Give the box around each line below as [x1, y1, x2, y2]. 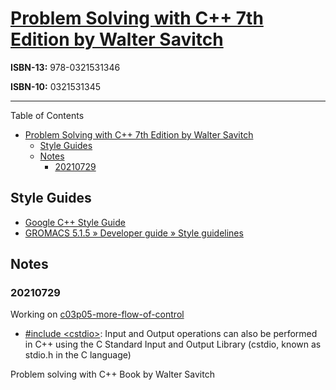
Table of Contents [10, 109, 85, 121]
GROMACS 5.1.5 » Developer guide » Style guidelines [24, 227, 244, 239]
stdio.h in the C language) [24, 349, 132, 361]
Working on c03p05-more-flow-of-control [10, 308, 185, 321]
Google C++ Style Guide [24, 216, 126, 228]
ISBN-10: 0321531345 [10, 80, 102, 92]
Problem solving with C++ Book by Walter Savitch [10, 368, 215, 381]
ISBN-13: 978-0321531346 [10, 61, 121, 73]
